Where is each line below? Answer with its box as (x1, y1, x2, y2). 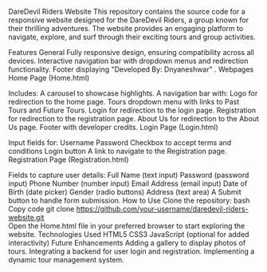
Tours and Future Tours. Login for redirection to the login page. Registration (8, 105, 257, 115)
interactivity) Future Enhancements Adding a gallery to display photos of (8, 238, 246, 247)
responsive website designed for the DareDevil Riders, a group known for (8, 15, 249, 25)
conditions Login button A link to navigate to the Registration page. (8, 147, 227, 156)
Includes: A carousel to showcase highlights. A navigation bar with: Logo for (8, 89, 258, 98)
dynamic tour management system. (8, 255, 125, 264)
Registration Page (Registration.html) (8, 155, 129, 164)
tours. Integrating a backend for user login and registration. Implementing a (8, 246, 255, 256)
